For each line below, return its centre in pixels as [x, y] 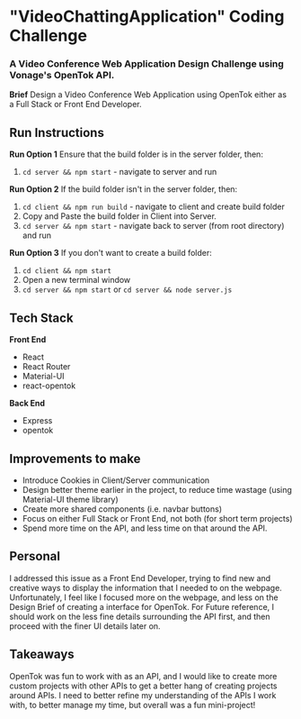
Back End [27, 404]
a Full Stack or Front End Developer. [75, 105]
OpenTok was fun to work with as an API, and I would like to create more [143, 676]
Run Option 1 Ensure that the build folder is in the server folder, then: [136, 154]
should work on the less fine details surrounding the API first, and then [140, 616]
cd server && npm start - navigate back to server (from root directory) [153, 226]
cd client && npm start [67, 271]
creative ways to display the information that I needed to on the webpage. [146, 587]
